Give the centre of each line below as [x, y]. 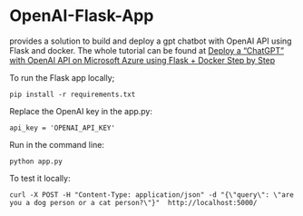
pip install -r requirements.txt [73, 94]
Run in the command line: [57, 144]
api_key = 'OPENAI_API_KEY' [63, 128]
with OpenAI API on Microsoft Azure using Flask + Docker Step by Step [142, 60]
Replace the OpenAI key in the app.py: [81, 111]
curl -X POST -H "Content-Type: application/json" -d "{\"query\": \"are [152, 195]
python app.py [36, 161]
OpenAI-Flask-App [82, 16]
